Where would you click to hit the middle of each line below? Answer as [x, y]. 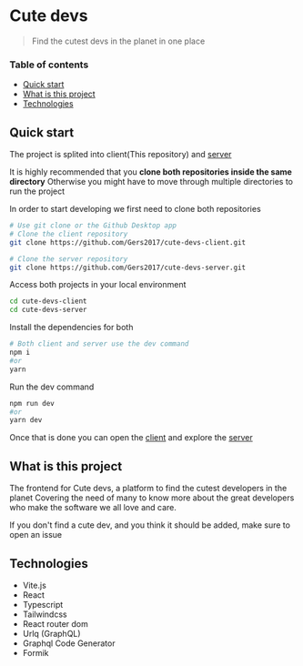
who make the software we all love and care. [93, 508]
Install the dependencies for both [71, 328]
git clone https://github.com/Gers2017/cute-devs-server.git [128, 267]
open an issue [36, 535]
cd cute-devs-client [49, 301]
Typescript [43, 604]
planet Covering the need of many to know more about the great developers [152, 498]
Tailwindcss [45, 614]
